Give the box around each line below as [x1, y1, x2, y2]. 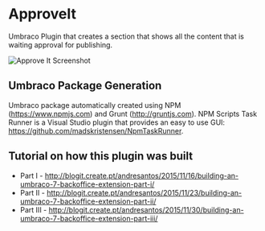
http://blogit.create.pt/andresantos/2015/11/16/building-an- [44, 171, 239, 180]
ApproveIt [8, 5, 77, 23]
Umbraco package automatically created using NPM [8, 100, 181, 109]
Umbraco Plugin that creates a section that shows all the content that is [8, 31, 245, 41]
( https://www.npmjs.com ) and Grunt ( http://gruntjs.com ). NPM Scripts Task [8, 109, 258, 118]
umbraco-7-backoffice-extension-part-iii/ [19, 213, 158, 223]
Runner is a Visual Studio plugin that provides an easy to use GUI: [8, 118, 226, 127]
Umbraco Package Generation [8, 79, 162, 93]
